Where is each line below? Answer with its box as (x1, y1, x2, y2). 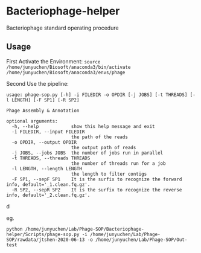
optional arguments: (6, 118, 59, 124)
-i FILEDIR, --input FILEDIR (11, 129, 85, 135)
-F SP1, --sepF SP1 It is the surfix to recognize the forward (11, 176, 182, 182)
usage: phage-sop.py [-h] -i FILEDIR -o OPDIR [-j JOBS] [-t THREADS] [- (6, 92, 196, 98)
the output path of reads (71, 144, 136, 150)
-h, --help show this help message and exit (11, 123, 155, 129)
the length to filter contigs (71, 171, 147, 177)
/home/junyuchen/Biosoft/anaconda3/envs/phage (6, 69, 126, 75)
